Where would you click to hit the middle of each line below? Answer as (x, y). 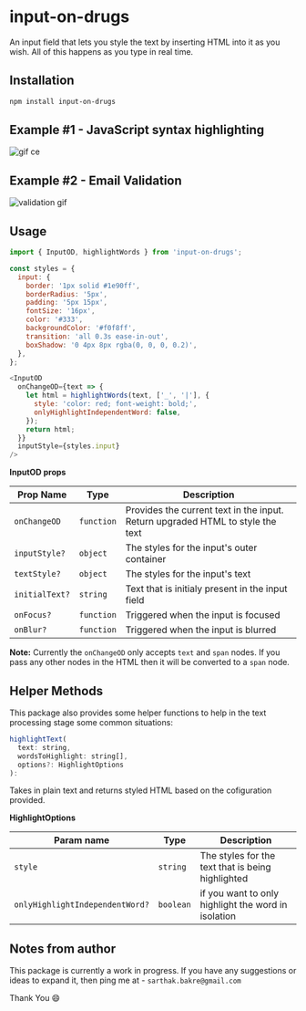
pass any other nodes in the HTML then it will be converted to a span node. (149, 662)
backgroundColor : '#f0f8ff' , (81, 328)
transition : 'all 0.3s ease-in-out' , (97, 336)
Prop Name (42, 495)
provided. (27, 800)
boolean (174, 905)
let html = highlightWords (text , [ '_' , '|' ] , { (117, 396)
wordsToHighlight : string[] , (73, 756)
